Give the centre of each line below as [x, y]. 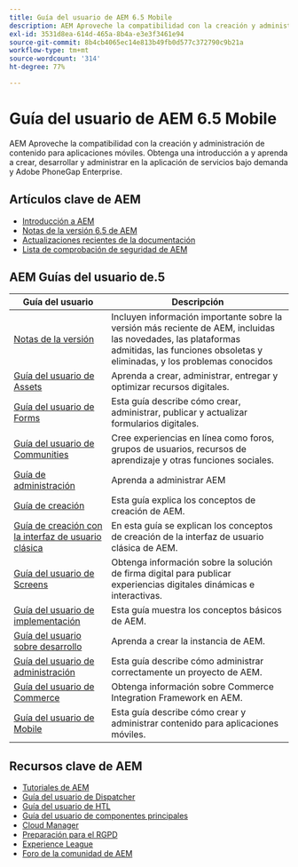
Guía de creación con [58, 526]
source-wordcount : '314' [55, 59]
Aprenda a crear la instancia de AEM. [188, 641]
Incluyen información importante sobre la [197, 317]
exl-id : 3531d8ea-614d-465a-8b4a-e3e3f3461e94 [97, 34]
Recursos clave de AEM [76, 766]
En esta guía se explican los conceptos [192, 526]
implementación [47, 621]
